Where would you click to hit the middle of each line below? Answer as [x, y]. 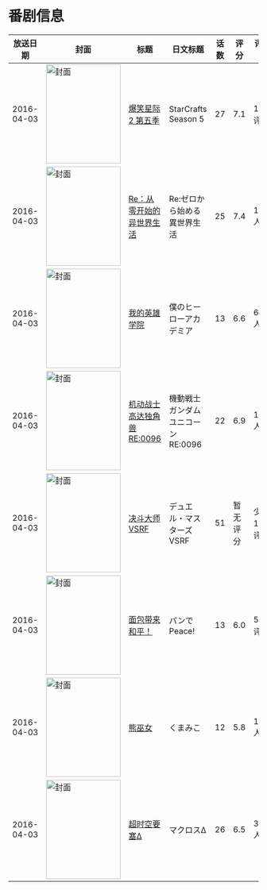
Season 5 [187, 118]
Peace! [182, 630]
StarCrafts [188, 109]
